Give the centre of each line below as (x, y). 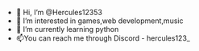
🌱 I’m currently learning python (67, 29)
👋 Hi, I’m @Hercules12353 (59, 12)
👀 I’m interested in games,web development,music (99, 21)
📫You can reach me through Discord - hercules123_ (103, 38)
